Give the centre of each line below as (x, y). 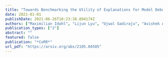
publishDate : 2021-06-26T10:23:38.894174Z (50, 19)
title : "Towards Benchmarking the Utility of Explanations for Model (79, 10)
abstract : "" (19, 33)
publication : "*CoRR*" (29, 42)
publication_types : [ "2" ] (32, 28)
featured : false (22, 38)
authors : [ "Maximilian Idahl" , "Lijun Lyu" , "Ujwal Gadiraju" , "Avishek (82, 24)
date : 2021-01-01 (23, 14)
